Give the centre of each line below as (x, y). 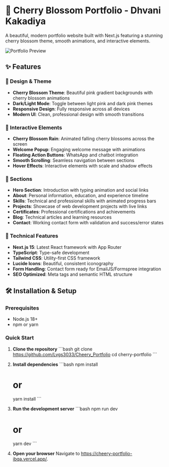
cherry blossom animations (41, 98)
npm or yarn (25, 324)
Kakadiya (25, 21)
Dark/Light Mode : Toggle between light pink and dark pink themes (83, 103)
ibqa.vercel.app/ (30, 459)
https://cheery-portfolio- (106, 454)
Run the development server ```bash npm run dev (65, 409)
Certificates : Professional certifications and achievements (74, 212)
